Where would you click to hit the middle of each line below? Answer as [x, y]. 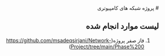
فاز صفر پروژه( [128, 40]
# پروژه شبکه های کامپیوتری [128, 8]
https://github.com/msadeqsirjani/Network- [59, 40]
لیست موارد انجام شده [122, 27]
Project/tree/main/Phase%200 [107, 46]
